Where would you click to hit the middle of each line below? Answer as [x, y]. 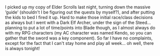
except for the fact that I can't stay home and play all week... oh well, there [80, 43]
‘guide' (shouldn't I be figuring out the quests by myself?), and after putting [80, 12]
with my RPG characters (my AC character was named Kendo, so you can [78, 33]
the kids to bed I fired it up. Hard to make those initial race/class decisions [79, 17]
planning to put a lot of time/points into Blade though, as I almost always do [80, 28]
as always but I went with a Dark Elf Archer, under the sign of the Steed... [78, 22]
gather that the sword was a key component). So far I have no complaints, [79, 38]
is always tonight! [23, 48]
